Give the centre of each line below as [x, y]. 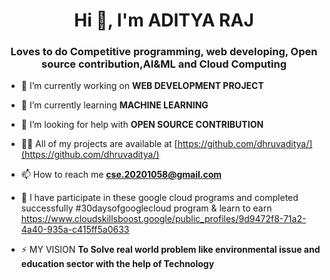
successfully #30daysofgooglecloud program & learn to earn [146, 208]
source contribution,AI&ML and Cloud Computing [164, 64]
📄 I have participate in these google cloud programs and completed [159, 198]
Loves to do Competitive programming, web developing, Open [164, 52]
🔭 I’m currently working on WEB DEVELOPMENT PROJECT [142, 86]
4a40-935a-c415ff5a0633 [75, 230]
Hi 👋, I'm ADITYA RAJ [164, 20]
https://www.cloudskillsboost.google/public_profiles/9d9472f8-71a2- [163, 219]
